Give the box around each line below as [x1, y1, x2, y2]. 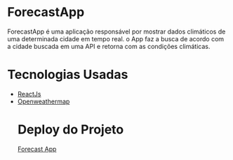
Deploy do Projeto [17, 122, 124, 138]
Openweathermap [17, 97, 70, 106]
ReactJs [17, 89, 41, 98]
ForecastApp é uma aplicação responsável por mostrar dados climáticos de [7, 27, 226, 36]
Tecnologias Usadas [7, 67, 128, 82]
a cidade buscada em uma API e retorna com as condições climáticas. [7, 42, 211, 50]
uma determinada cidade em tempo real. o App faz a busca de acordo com [7, 34, 225, 43]
